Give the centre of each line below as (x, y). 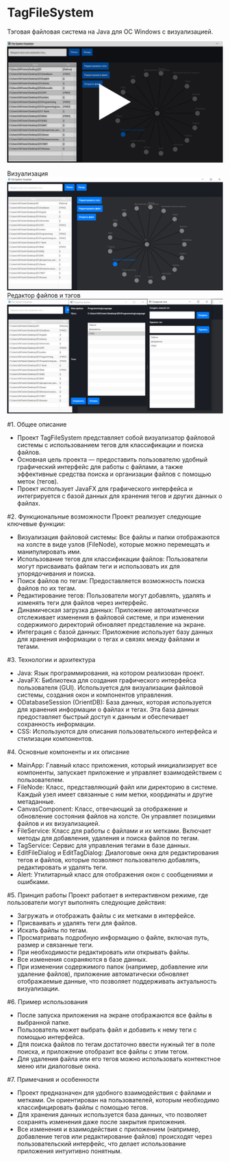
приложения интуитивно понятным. (69, 1151)
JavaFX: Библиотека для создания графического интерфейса (106, 680)
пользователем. (40, 779)
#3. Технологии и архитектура (51, 659)
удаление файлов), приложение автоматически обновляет (103, 974)
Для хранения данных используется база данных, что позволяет (112, 1114)
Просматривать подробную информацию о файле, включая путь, (113, 937)
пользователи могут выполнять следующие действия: (87, 902)
